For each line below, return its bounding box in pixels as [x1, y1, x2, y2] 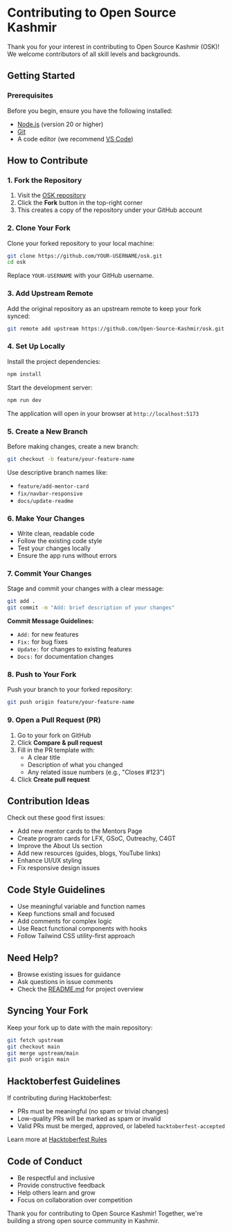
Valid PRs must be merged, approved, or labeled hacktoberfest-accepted [17, 1122, 225, 1130]
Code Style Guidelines [7, 883, 105, 895]
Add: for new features [17, 631, 79, 639]
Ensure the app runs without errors [17, 552, 117, 560]
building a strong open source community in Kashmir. [7, 1216, 160, 1224]
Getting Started [7, 70, 75, 82]
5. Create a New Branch [7, 426, 88, 436]
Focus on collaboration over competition [17, 1195, 133, 1204]
